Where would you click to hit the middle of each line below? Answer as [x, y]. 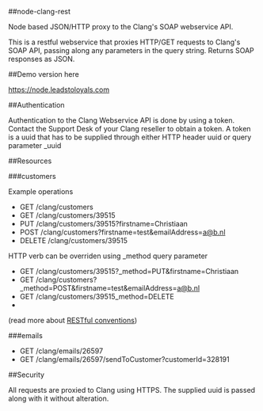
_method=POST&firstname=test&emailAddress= [98, 288]
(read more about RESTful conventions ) [73, 320]
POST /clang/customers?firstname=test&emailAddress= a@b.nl [122, 232]
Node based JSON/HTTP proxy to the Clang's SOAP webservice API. [121, 27]
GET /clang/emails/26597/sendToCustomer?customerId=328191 [124, 359]
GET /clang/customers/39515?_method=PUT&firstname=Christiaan [129, 271]
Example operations [41, 192]
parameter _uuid [35, 145]
